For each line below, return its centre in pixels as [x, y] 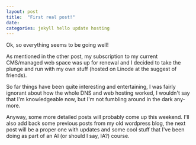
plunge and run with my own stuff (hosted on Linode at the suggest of [91, 69]
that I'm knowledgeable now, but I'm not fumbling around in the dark [89, 99]
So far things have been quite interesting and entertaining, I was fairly [91, 87]
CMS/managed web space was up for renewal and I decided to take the [94, 63]
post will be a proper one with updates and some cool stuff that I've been [95, 130]
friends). [17, 75]
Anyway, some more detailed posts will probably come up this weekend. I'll [98, 117]
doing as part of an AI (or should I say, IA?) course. [68, 136]
